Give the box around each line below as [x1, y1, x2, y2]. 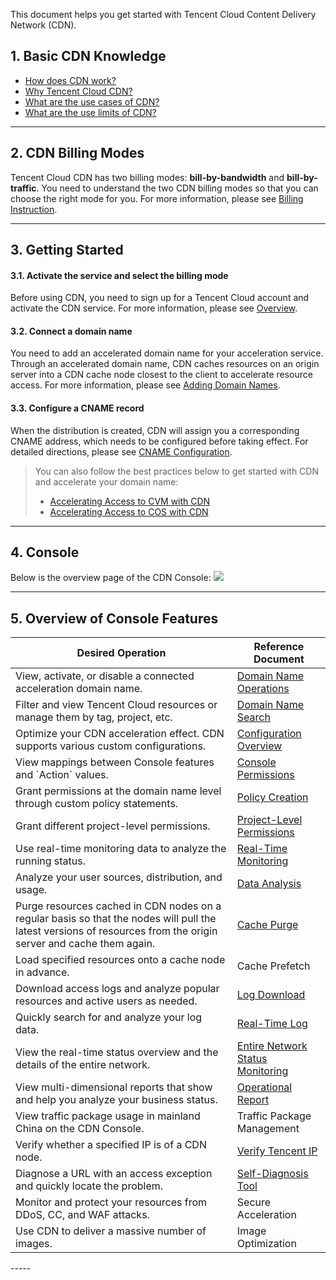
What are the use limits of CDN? [24, 106, 157, 118]
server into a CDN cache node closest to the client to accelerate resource [10, 369, 313, 381]
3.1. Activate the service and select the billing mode [10, 269, 229, 281]
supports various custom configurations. [15, 739, 207, 753]
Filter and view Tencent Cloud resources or [15, 698, 218, 712]
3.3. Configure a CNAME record [10, 402, 145, 414]
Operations [236, 682, 290, 696]
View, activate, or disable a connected [15, 669, 195, 683]
